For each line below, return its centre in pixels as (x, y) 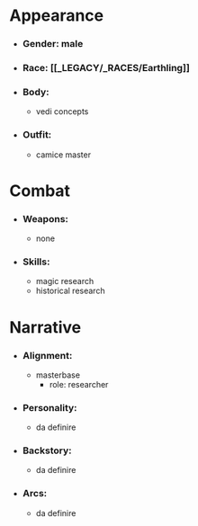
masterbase (58, 375)
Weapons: (45, 218)
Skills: (36, 262)
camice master (63, 155)
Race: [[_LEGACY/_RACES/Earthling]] (106, 68)
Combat (40, 191)
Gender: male (53, 44)
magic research (65, 281)
